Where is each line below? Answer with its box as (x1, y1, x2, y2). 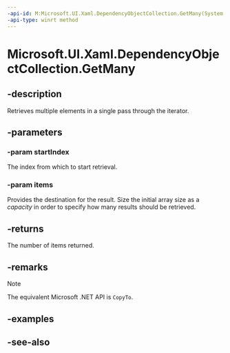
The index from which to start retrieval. (7, 163, 118, 171)
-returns (7, 223, 44, 234)
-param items (7, 180, 54, 190)
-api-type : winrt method (7, 17, 79, 23)
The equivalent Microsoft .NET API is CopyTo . (7, 293, 134, 301)
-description (7, 88, 62, 100)
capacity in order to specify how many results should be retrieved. (7, 203, 196, 211)
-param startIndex (7, 147, 70, 157)
